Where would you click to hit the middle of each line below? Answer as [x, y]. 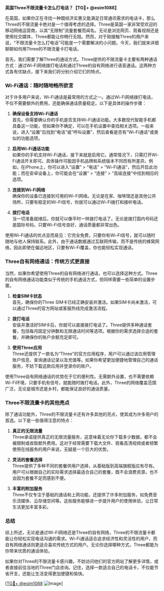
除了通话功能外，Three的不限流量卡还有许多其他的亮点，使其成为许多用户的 [82, 414]
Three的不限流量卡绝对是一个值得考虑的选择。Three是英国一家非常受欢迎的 [81, 24]
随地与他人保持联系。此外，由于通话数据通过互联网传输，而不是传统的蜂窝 [80, 241]
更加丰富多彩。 [36, 507]
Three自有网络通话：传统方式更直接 [47, 261]
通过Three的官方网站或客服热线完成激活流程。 [63, 308]
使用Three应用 [27, 347]
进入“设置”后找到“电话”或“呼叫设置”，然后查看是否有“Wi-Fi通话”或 [87, 132]
